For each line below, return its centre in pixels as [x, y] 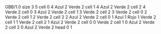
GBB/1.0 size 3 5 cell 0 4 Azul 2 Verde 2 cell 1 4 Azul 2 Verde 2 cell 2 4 [75, 7]
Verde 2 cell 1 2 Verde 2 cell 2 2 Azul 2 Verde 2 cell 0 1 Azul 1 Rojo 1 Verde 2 [80, 17]
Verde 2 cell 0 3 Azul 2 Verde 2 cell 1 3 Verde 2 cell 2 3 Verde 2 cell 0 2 [76, 12]
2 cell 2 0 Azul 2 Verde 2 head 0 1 [39, 27]
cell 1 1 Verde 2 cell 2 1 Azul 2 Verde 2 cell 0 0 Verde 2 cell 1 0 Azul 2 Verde [80, 22]
